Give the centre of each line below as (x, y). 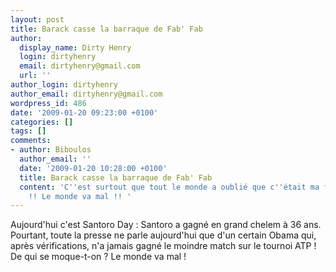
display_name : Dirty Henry (75, 47)
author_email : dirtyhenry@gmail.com (86, 94)
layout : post (37, 19)
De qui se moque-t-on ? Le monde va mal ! (98, 257)
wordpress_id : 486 (48, 103)
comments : (31, 141)
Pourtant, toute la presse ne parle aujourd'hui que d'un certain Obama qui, (163, 235)
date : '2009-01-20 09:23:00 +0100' (84, 112)
